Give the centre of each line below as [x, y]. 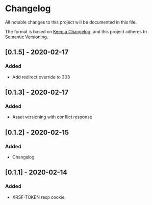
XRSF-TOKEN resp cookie [38, 197]
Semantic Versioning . [26, 37]
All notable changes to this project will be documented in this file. [71, 22]
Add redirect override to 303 [41, 77]
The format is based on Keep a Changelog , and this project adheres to [76, 31]
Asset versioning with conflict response [52, 117]
